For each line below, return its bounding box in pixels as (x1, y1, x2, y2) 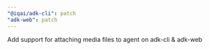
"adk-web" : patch (7, 16, 58, 23)
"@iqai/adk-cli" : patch (7, 10, 77, 17)
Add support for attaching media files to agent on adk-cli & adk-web (7, 35, 203, 43)
